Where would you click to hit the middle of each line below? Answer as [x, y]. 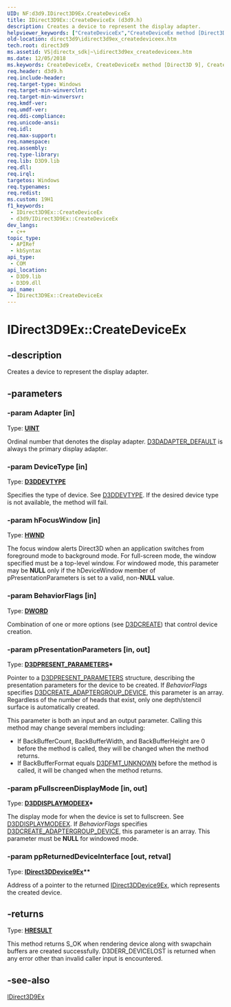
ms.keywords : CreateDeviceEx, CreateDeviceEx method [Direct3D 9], [106, 65]
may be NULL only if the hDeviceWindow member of [81, 570]
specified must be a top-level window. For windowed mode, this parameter [113, 564]
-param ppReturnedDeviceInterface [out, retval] [89, 857]
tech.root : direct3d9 [38, 46]
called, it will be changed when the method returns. [90, 770]
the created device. [35, 892]
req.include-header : [37, 78]
